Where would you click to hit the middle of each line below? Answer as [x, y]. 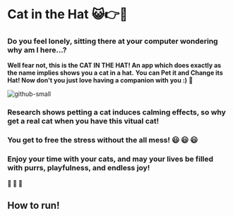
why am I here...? [37, 50]
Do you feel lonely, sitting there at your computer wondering [113, 42]
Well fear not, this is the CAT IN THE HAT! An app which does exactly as [114, 66]
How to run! [34, 206]
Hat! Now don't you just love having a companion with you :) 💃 [100, 80]
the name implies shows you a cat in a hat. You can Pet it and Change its [115, 73]
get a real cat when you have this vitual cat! [83, 121]
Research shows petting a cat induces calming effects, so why [116, 112]
